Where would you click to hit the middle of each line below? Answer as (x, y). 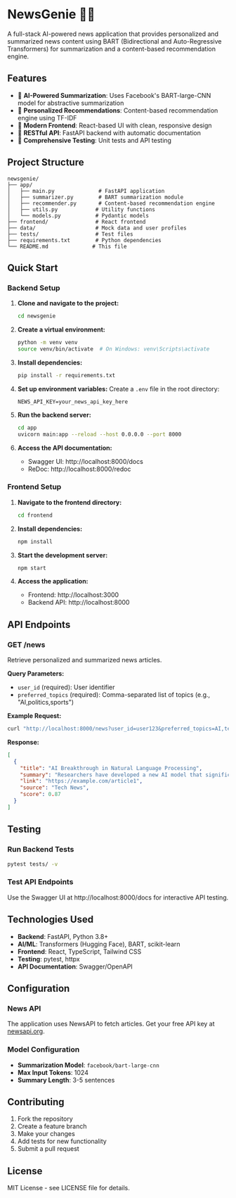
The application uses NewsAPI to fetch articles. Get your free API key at (111, 1024)
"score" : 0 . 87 (40, 795)
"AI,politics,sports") (46, 702)
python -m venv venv (47, 343)
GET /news (26, 645)
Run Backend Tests (41, 850)
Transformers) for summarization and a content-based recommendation (112, 49)
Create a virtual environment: (61, 329)
